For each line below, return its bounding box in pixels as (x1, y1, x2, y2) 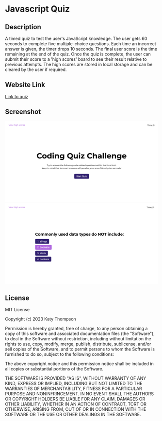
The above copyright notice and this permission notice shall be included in (5, 361, 154, 367)
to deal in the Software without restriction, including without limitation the (5, 336, 151, 342)
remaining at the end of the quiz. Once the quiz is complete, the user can (5, 51, 151, 57)
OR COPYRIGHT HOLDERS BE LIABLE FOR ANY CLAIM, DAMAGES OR (5, 396, 146, 402)
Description (5, 23, 41, 31)
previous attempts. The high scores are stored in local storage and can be (5, 62, 153, 67)
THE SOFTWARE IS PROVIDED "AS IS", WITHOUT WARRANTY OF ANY (5, 375, 146, 381)
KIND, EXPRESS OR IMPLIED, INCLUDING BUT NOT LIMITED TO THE (5, 381, 143, 386)
